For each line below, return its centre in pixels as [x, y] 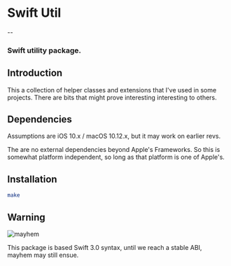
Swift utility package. [44, 50]
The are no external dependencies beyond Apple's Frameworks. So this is [114, 150]
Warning [26, 217]
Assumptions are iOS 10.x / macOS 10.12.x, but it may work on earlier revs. [114, 136]
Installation [32, 179]
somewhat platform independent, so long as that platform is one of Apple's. [116, 157]
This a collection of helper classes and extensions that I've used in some [112, 90]
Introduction [35, 73]
